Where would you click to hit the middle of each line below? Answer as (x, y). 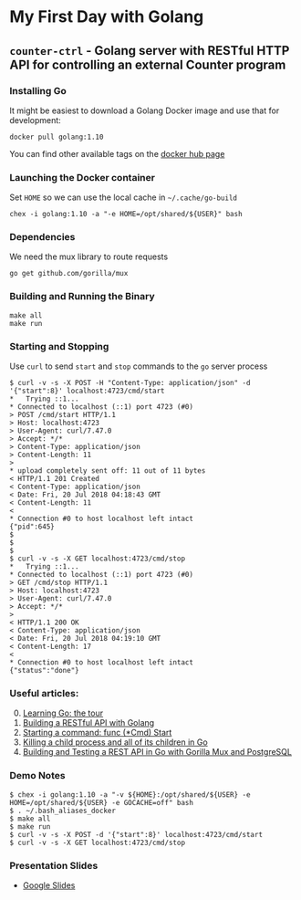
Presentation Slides (54, 865)
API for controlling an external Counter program (148, 64)
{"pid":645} (32, 527)
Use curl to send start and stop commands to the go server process (139, 366)
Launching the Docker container (82, 177)
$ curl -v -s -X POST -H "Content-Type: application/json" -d (130, 383)
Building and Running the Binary (82, 297)
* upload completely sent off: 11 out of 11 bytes (108, 471)
